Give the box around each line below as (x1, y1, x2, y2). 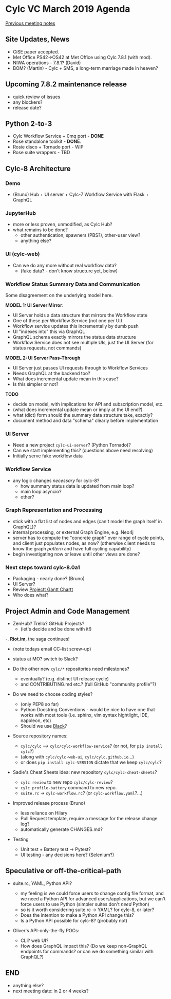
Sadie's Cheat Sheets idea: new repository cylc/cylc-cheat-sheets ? (12, 769, 158, 775)
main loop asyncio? (20, 488, 62, 494)
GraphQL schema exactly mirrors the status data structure (12, 334, 136, 340)
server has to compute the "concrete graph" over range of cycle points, (12, 534, 164, 541)
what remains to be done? (12, 227, 68, 233)
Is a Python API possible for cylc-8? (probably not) (20, 917, 127, 923)
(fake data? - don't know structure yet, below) (20, 268, 118, 274)
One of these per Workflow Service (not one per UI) (12, 317, 122, 324)
